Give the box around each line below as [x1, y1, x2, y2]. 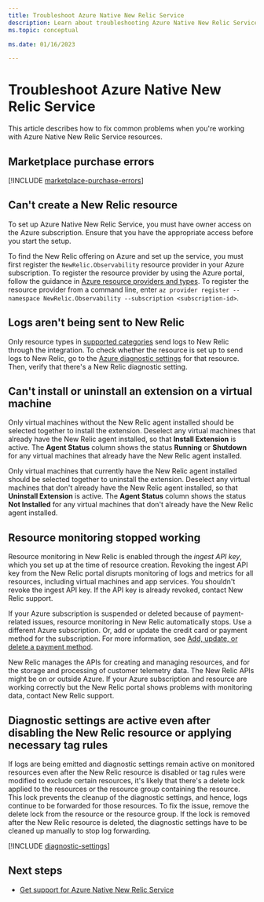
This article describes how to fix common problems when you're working [8, 123, 245, 134]
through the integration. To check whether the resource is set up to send [8, 345, 244, 355]
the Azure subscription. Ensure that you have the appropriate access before [8, 227, 254, 237]
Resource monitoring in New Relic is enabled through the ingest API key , [8, 552, 242, 561]
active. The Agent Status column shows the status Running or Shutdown [8, 443, 247, 452]
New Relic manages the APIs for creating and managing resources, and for [8, 657, 250, 667]
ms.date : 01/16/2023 [8, 40, 76, 48]
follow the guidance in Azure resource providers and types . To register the [8, 276, 249, 285]
